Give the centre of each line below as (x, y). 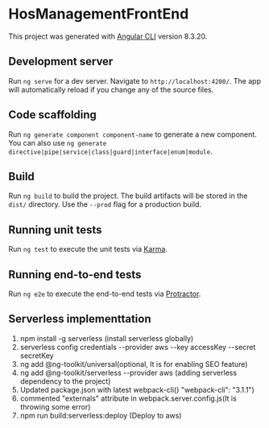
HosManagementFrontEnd (99, 14)
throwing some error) (55, 406)
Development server (61, 62)
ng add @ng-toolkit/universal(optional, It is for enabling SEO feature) (134, 364)
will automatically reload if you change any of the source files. (111, 89)
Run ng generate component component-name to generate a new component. (133, 134)
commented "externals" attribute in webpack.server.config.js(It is (128, 398)
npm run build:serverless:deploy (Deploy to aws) (101, 415)
